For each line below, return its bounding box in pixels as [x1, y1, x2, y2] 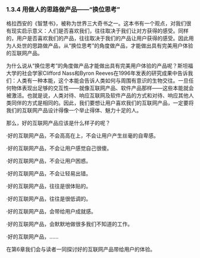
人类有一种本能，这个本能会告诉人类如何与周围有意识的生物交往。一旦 [16, 77, 189, 84]
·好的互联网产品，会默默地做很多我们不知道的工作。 [6, 221, 133, 228]
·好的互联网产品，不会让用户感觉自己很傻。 [6, 144, 112, 152]
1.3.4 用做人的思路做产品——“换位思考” [6, 5, 120, 13]
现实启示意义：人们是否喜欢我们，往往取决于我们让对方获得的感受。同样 [11, 27, 189, 34]
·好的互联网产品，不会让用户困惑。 [6, 158, 92, 165]
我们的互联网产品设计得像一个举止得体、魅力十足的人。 [6, 107, 142, 114]
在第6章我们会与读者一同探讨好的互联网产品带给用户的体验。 [6, 246, 156, 253]
